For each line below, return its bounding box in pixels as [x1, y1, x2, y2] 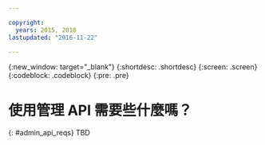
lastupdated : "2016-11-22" [8, 33, 98, 41]
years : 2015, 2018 [15, 25, 77, 34]
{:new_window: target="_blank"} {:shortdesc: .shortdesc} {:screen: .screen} [8, 62, 258, 72]
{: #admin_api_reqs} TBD [8, 128, 90, 138]
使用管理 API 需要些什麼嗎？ [8, 101, 193, 120]
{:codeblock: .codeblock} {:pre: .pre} [8, 71, 129, 80]
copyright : [8, 18, 45, 26]
